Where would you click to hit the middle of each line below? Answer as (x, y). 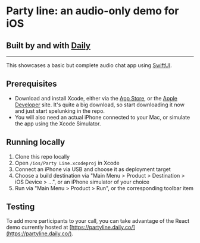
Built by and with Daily (49, 45)
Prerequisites (32, 84)
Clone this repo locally (42, 156)
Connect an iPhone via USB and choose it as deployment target (93, 169)
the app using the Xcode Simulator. (58, 124)
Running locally (36, 142)
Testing (21, 207)
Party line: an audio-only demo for (93, 11)
